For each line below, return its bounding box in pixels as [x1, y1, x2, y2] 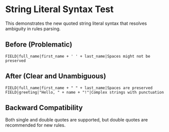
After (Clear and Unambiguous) [5, 72, 106, 80]
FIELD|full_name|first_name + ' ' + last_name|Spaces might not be [5, 54, 151, 59]
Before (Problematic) [5, 40, 72, 49]
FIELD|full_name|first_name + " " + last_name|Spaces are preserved [5, 85, 153, 91]
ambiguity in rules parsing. [5, 25, 61, 31]
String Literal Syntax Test [5, 4, 114, 15]
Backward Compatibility [5, 103, 83, 112]
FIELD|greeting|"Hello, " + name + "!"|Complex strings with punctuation [5, 90, 164, 95]
